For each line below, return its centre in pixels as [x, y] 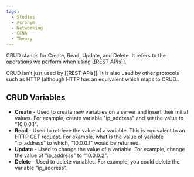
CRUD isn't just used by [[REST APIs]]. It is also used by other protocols [93, 73]
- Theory [22, 39]
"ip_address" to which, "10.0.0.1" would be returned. [77, 143]
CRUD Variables [36, 98]
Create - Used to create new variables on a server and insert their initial [101, 111]
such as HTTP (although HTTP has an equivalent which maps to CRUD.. [93, 79]
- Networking [27, 28]
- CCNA [19, 33]
